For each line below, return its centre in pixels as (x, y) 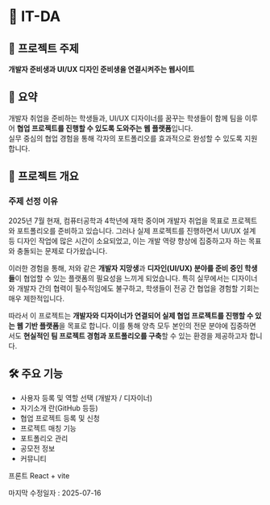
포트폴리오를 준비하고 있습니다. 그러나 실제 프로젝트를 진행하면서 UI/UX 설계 (136, 230)
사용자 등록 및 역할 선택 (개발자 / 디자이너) (86, 398)
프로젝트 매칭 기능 (48, 428)
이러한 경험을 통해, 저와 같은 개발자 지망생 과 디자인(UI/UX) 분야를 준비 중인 (126, 268)
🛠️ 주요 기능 (35, 374)
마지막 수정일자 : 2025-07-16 (55, 493)
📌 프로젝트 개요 (44, 177)
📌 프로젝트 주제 (44, 48)
